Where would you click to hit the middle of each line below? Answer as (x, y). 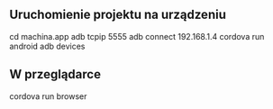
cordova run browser (48, 96)
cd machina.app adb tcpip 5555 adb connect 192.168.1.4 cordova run (137, 36)
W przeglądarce (55, 74)
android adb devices (47, 46)
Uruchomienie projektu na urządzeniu (118, 15)
